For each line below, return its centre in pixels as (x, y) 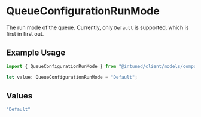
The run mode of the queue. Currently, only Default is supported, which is (98, 27)
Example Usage (36, 53)
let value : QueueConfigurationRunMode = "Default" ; (72, 77)
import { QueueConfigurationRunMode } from (61, 66)
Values (19, 96)
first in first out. (25, 33)
